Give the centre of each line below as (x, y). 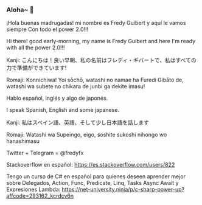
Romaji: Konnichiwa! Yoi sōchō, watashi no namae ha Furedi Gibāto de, (95, 80)
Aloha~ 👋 (20, 10)
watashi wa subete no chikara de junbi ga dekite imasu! (76, 86)
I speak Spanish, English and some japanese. (63, 110)
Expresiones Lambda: (33, 189)
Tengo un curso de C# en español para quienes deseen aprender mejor (96, 176)
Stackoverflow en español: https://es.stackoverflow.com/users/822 (91, 165)
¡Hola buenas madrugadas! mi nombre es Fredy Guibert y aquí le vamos (96, 23)
